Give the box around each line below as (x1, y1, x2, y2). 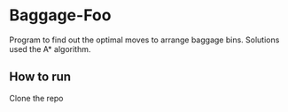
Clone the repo (9, 93, 64, 103)
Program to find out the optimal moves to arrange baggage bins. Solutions (9, 34, 280, 45)
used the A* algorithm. (9, 43, 91, 54)
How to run (9, 70, 72, 85)
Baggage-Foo (9, 5, 112, 26)
